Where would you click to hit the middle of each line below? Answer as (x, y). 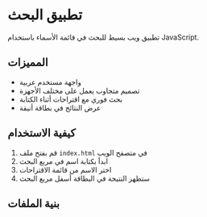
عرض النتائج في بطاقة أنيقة (60, 107)
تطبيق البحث (45, 15)
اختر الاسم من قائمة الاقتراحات (65, 169)
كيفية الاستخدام (41, 134)
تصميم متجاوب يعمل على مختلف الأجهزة (79, 90)
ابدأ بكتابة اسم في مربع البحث (64, 161)
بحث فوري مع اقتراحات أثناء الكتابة (70, 99)
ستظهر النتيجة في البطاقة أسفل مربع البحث (85, 178)
